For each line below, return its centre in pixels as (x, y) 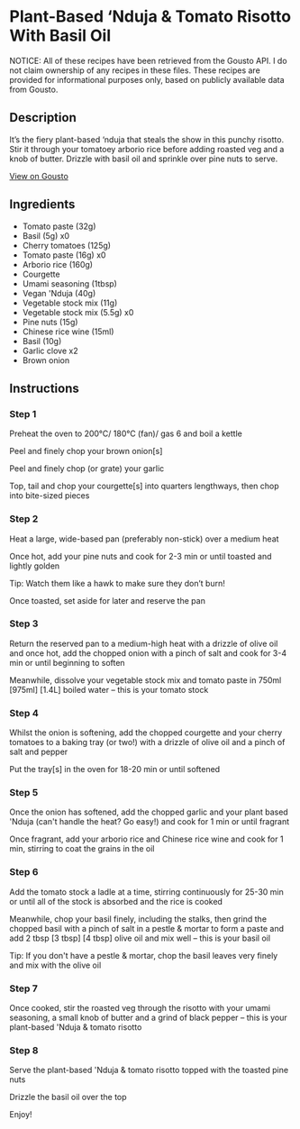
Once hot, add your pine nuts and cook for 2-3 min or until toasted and (141, 556)
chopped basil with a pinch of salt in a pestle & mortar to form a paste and (146, 928)
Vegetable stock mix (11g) (70, 303)
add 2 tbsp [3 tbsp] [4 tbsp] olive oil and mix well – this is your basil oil (140, 938)
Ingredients (42, 205)
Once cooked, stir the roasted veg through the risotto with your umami (140, 1008)
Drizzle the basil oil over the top (68, 1097)
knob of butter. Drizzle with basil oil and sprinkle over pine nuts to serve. (144, 159)
